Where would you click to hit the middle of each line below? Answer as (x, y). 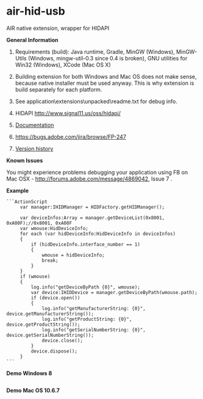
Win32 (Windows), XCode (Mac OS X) (63, 65)
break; (50, 261)
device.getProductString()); (43, 325)
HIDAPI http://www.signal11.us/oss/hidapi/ (68, 113)
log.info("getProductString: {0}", (87, 319)
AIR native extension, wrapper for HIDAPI (58, 28)
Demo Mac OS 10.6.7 (33, 390)
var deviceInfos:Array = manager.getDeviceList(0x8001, (92, 218)
